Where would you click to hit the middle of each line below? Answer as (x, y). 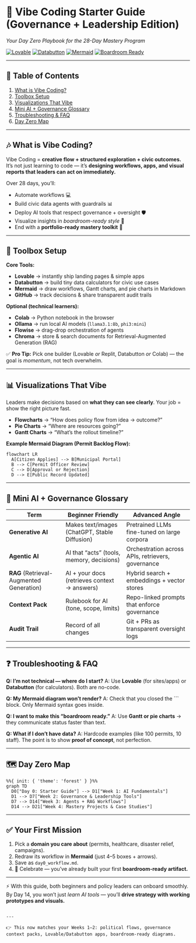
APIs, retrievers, (148, 556)
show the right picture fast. (38, 408)
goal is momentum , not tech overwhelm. (55, 360)
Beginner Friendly (93, 515)
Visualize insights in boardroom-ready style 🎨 (69, 221)
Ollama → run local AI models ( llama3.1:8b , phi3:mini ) (80, 324)
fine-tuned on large (153, 532)
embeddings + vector (156, 581)
